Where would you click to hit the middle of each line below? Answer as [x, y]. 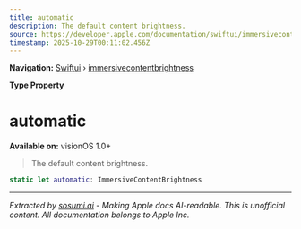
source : [24, 34]
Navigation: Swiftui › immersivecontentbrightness [102, 68]
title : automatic [42, 17]
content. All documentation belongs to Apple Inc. [99, 215]
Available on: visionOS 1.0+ [60, 146]
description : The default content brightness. [98, 26]
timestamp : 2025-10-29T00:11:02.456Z [80, 42]
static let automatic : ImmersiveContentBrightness [106, 180]
